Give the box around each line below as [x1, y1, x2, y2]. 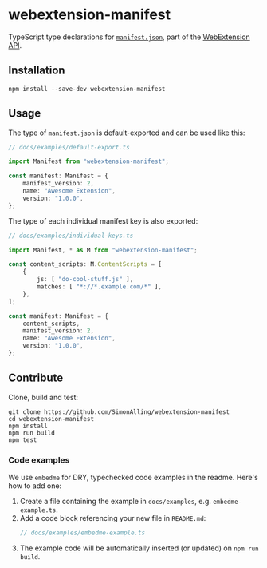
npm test [8, 435, 37, 444]
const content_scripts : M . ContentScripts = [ [8, 260, 162, 268]
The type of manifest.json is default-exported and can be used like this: [8, 128, 245, 137]
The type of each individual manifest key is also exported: [8, 216, 198, 225]
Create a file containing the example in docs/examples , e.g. [19, 497, 211, 506]
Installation [8, 64, 65, 77]
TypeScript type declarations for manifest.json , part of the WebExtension [8, 32, 251, 42]
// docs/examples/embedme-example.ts [19, 529, 146, 537]
